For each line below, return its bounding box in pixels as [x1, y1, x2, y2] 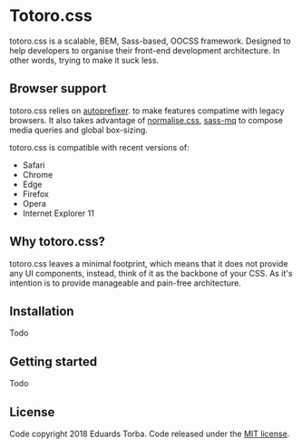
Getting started [9, 354, 98, 369]
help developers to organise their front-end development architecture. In [9, 44, 280, 55]
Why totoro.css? [9, 234, 106, 249]
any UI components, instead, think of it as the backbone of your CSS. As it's [9, 268, 293, 278]
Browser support [9, 81, 107, 96]
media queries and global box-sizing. [9, 124, 148, 135]
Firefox [22, 188, 50, 200]
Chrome [22, 169, 54, 180]
